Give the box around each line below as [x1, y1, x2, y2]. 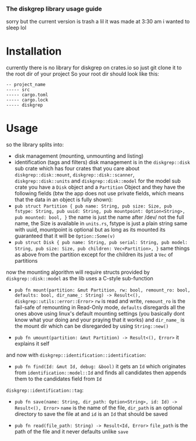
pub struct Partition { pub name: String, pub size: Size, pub [14, 203, 173, 209]
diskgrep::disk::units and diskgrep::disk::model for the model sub [14, 178, 181, 185]
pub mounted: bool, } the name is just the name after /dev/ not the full [14, 213, 184, 221]
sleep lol [6, 24, 26, 31]
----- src [6, 87, 30, 93]
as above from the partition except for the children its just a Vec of [14, 251, 173, 258]
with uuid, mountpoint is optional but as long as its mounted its [14, 226, 166, 233]
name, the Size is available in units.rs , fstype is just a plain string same [14, 220, 188, 227]
